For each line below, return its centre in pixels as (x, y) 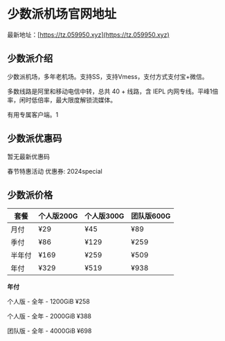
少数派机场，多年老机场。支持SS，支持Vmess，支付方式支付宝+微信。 (108, 76)
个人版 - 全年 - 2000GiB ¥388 (49, 316)
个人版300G (105, 216)
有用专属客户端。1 (33, 114)
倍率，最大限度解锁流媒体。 (76, 100)
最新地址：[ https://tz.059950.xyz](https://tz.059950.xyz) (88, 35)
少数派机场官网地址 (62, 14)
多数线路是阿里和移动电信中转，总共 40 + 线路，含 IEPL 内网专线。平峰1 (110, 91)
